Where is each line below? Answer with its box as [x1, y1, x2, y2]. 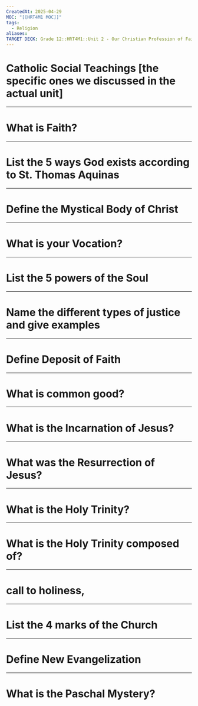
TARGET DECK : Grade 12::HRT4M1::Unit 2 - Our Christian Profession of [6, 36, 183, 42]
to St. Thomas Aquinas [6, 168, 120, 182]
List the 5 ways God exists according [6, 156, 190, 169]
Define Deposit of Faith [6, 353, 121, 366]
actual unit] [6, 87, 64, 101]
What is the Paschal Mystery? [6, 687, 156, 701]
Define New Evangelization [6, 653, 141, 666]
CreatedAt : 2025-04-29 [6, 8, 62, 15]
